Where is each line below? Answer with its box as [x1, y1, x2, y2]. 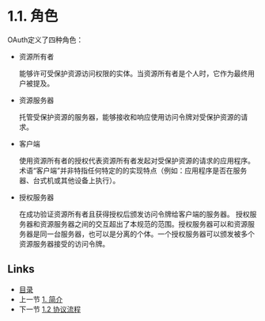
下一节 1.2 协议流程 [18, 304, 81, 314]
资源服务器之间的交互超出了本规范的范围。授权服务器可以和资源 [40, 219, 248, 228]
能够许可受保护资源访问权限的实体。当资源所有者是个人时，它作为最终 [18, 68, 248, 78]
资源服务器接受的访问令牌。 [18, 239, 110, 248]
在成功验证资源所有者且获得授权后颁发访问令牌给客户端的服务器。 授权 [18, 209, 250, 219]
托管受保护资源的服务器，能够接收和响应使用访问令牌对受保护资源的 [18, 112, 241, 121]
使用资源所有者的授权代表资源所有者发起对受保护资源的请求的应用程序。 [18, 155, 255, 165]
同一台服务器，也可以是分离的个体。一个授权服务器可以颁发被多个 [40, 229, 255, 239]
